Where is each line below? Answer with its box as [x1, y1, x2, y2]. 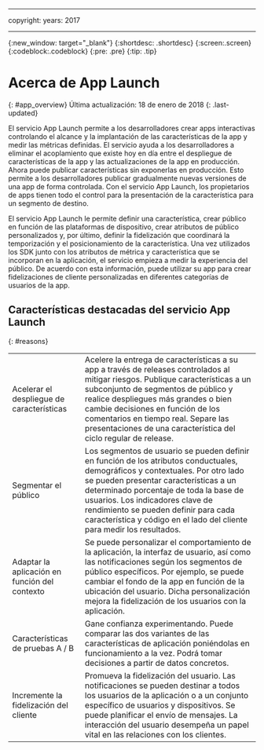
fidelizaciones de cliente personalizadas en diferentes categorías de [8, 272, 229, 281]
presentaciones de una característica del [85, 423, 236, 434]
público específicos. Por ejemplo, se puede [85, 566, 244, 577]
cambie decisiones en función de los [85, 403, 220, 414]
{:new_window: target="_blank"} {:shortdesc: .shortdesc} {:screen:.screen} [8, 38, 252, 47]
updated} [8, 108, 38, 118]
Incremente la [12, 690, 63, 701]
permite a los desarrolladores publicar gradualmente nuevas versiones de [8, 174, 247, 183]
